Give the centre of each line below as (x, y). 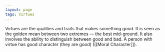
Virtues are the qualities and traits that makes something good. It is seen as (83, 28)
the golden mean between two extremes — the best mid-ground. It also (79, 34)
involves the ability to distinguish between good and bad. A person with (79, 39)
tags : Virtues (20, 14)
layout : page (19, 10)
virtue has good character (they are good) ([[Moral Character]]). (71, 44)
